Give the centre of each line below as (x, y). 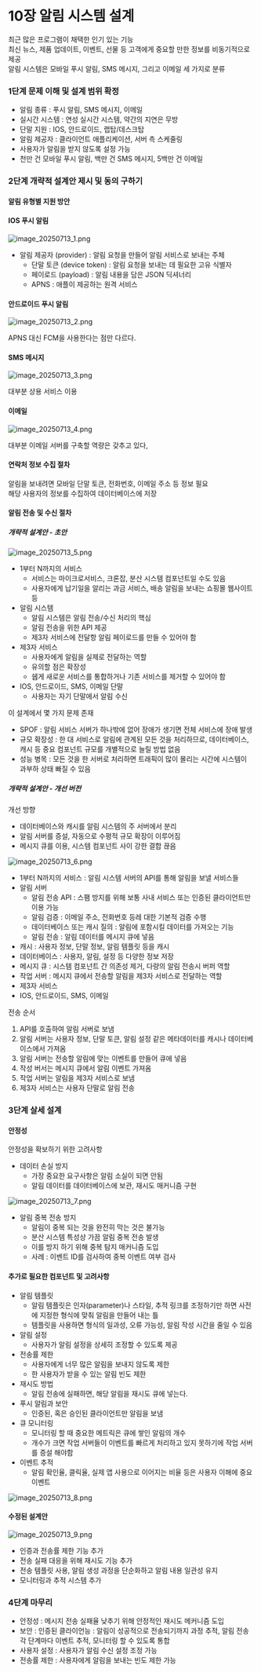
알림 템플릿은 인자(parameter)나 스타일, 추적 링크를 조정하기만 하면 (134, 1305)
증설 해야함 (56, 1452)
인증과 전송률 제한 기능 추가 (62, 1550)
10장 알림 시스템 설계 (71, 16)
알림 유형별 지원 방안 (39, 201)
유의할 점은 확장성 (58, 667)
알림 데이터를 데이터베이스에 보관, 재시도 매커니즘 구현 (114, 1186)
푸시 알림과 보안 (43, 1403)
